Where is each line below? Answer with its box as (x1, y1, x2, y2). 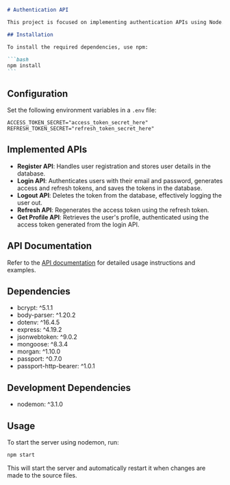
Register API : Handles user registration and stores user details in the (16, 162, 211, 170)
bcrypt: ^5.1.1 (16, 304, 53, 312)
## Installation (7, 31, 53, 38)
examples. (7, 265, 36, 274)
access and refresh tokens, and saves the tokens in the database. (16, 184, 203, 192)
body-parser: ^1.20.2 (16, 311, 76, 319)
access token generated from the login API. (16, 220, 140, 228)
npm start (7, 451, 36, 458)
